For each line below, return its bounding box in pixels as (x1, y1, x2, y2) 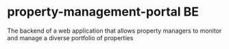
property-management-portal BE (7, 4, 200, 20)
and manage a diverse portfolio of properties (7, 33, 134, 42)
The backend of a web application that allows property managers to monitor (7, 27, 222, 35)
